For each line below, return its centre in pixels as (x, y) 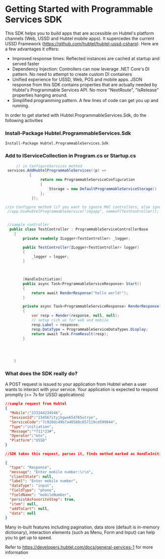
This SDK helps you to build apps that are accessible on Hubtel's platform (80, 33)
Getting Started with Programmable (79, 9)
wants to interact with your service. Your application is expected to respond (82, 389)
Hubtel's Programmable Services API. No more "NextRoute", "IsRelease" (85, 90)
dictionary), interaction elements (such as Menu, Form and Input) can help (80, 532)
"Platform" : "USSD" (28, 440)
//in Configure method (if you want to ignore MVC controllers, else (78, 207)
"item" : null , (24, 504)
